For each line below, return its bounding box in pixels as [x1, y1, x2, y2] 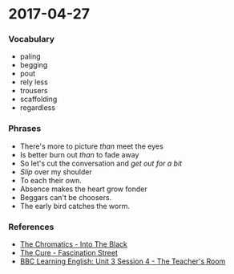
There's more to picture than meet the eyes [19, 141, 164, 151]
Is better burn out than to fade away [19, 149, 139, 159]
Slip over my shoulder [19, 166, 92, 177]
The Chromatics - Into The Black [19, 239, 128, 249]
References [8, 221, 54, 232]
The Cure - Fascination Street [19, 248, 119, 258]
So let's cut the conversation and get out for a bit [19, 158, 183, 168]
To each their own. [19, 175, 82, 185]
